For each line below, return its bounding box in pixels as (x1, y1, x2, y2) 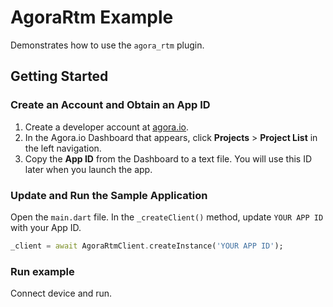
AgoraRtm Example (10, 6, 174, 29)
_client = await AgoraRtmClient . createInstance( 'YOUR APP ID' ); (10, 241, 284, 251)
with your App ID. (10, 221, 82, 233)
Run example (10, 264, 75, 278)
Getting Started (10, 68, 109, 85)
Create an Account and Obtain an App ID (10, 98, 211, 112)
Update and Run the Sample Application (10, 188, 208, 202)
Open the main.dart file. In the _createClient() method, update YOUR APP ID (10, 211, 324, 223)
